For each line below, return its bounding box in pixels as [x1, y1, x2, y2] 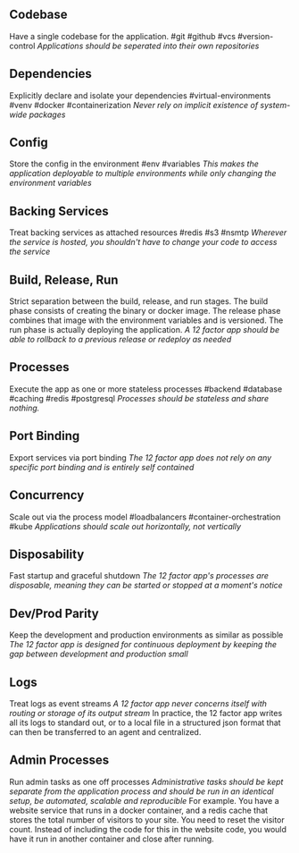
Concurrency [9, 487, 85, 503]
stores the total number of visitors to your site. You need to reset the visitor [9, 814, 286, 825]
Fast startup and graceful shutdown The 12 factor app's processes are [9, 570, 270, 581]
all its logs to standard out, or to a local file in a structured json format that [9, 717, 281, 728]
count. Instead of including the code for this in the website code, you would [9, 823, 287, 834]
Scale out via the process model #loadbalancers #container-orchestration [9, 511, 281, 522]
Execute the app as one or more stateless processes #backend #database [9, 384, 283, 394]
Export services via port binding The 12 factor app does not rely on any [9, 452, 272, 463]
